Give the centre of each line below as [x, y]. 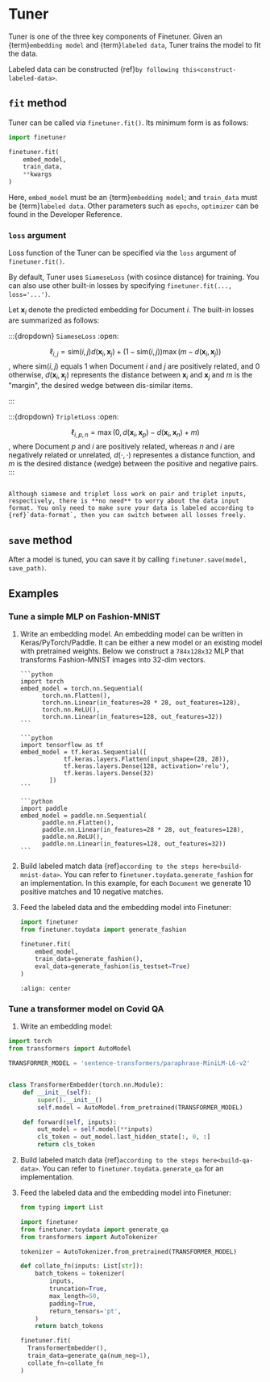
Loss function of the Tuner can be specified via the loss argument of [123, 253]
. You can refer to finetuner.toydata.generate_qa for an [131, 1169]
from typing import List [62, 1208]
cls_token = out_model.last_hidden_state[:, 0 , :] [124, 1137]
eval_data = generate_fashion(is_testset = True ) [113, 967]
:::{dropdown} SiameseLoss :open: [64, 336]
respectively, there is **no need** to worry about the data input [124, 501]
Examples [33, 593]
